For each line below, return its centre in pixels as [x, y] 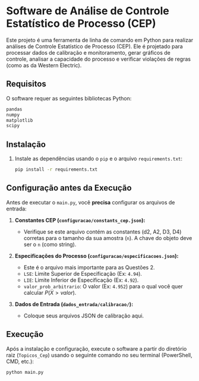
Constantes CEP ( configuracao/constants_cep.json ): [80, 220]
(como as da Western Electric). [44, 65]
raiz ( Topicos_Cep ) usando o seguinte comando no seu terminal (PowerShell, [99, 355]
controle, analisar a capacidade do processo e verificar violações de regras [99, 59]
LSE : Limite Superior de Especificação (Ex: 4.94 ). [83, 273]
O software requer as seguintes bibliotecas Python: [69, 98]
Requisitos [26, 84]
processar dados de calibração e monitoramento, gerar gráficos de [88, 52]
